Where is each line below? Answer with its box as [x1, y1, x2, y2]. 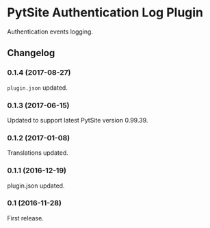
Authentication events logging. [7, 27, 94, 36]
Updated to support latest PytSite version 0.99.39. [7, 116, 148, 124]
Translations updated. [7, 149, 68, 157]
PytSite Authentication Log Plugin [7, 5, 204, 21]
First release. [7, 214, 44, 222]
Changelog [7, 47, 55, 59]
